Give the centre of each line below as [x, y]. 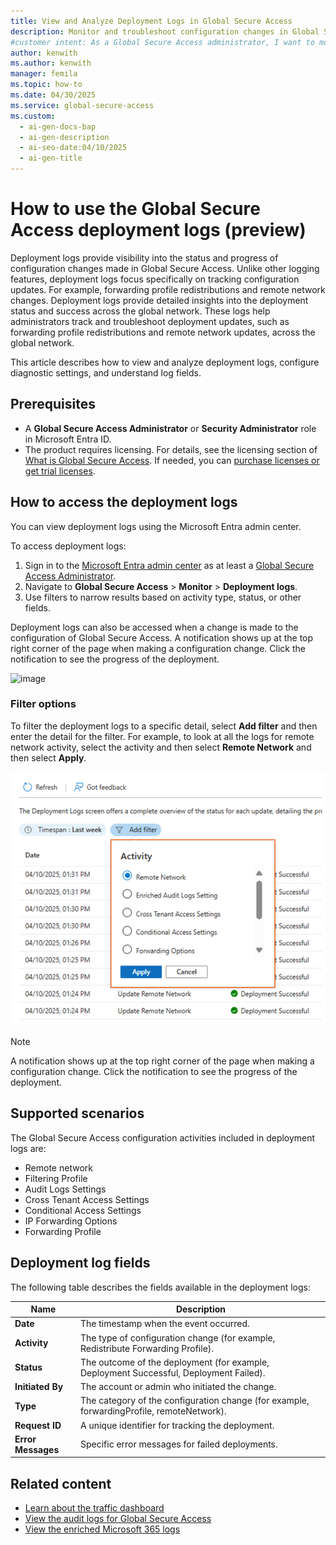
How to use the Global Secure [135, 209]
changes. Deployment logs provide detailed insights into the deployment [159, 300]
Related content [61, 1483]
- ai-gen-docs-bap [58, 126]
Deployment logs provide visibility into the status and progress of [144, 257]
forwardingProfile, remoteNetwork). [153, 1411]
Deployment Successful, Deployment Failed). [172, 1372]
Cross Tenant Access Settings [87, 1199]
